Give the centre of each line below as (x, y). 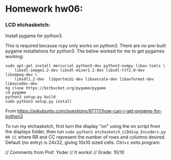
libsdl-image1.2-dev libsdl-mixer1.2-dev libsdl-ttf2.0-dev (80, 70)
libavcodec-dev (21, 84)
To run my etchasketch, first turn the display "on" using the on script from (83, 126)
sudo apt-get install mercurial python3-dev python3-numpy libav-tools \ (86, 66)
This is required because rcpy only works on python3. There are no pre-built (86, 46)
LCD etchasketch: (28, 25)
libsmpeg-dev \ (21, 75)
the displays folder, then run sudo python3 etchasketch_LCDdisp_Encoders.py (86, 132)
